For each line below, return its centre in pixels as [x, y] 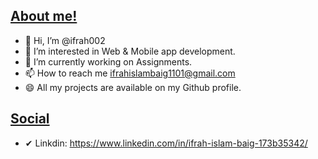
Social [30, 119]
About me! [44, 16]
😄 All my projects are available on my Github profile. [133, 87]
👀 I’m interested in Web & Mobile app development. [130, 51]
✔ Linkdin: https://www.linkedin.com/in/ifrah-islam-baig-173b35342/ [166, 143]
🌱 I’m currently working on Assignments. [108, 61]
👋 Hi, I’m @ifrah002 [65, 40]
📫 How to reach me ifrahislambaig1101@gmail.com [130, 73]
